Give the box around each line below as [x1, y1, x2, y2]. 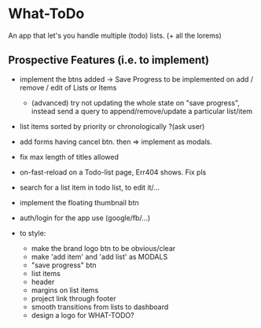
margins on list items [31, 285, 99, 295]
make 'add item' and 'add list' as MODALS [31, 252, 168, 261]
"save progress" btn [31, 260, 97, 270]
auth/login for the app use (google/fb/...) [19, 213, 151, 223]
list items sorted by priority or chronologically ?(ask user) [19, 121, 205, 131]
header [31, 277, 55, 286]
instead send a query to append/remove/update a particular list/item [31, 106, 253, 116]
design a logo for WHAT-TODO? [31, 310, 135, 319]
